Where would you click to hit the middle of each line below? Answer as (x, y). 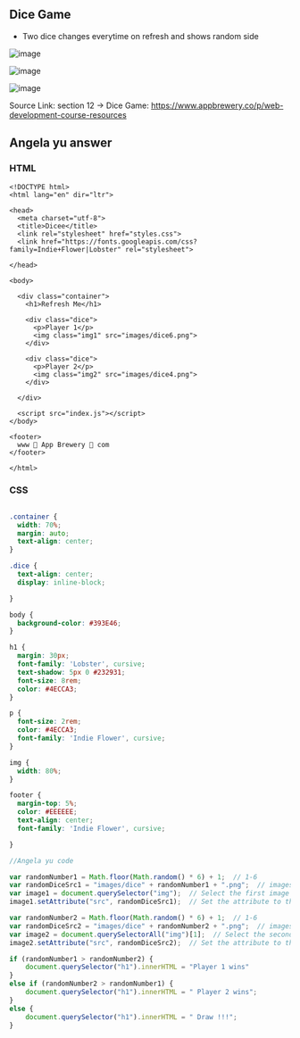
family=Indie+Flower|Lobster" (66, 249)
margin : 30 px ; (43, 656)
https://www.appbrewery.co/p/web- (217, 105)
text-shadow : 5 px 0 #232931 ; (71, 672)
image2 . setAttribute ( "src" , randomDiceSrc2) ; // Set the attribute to (145, 943)
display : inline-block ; (61, 582)
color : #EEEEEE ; (47, 812)
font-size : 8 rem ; (50, 681)
